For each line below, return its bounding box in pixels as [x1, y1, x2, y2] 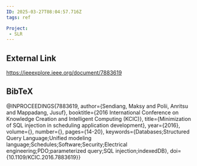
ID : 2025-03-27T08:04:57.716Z [6, 8, 82, 15]
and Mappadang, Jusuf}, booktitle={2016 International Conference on [6, 109, 179, 116]
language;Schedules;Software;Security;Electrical [6, 141, 128, 148]
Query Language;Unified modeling [6, 134, 92, 141]
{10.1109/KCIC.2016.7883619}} [6, 153, 81, 161]
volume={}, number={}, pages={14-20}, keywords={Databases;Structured [6, 128, 190, 135]
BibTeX [6, 87, 33, 97]
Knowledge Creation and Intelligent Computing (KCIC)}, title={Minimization [6, 115, 191, 122]
